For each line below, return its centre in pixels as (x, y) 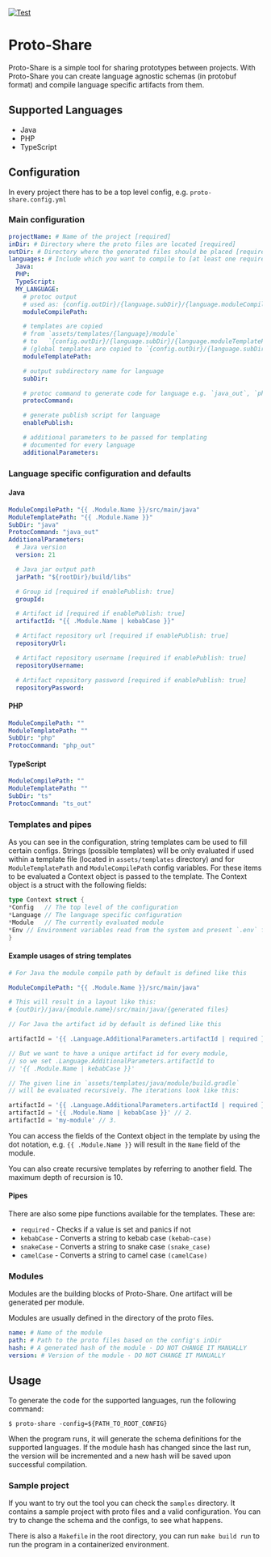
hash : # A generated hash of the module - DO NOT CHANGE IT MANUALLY (128, 1348)
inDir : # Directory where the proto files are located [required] (122, 244)
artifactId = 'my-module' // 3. (63, 1121)
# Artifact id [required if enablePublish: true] (100, 614)
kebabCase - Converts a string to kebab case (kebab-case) (116, 1238)
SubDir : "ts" (30, 796)
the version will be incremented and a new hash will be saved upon (120, 1456)
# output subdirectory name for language (93, 371)
